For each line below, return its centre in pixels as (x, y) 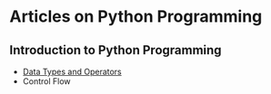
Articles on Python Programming (136, 17)
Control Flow (46, 81)
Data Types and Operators (72, 71)
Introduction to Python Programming (115, 50)
